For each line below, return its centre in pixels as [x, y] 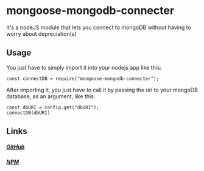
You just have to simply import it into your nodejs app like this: [84, 67]
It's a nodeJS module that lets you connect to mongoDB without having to [99, 27]
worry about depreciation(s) [42, 33]
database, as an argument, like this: [51, 96]
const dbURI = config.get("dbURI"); [53, 107]
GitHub [16, 147]
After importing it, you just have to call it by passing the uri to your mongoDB [102, 90]
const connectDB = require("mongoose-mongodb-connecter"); [83, 79]
